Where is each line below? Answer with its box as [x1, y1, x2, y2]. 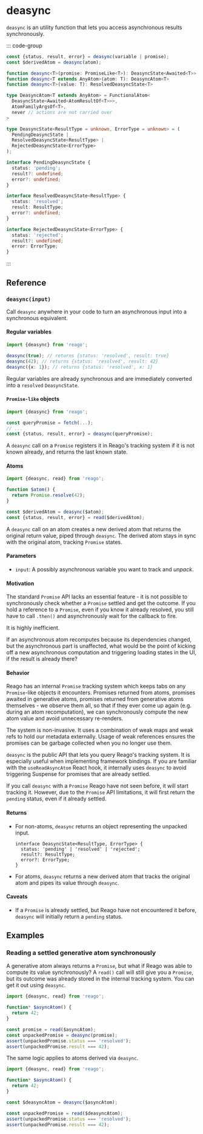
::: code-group [6, 42, 42, 49]
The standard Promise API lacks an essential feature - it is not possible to [6, 593, 188, 600]
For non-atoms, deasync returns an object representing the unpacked [15, 822, 187, 830]
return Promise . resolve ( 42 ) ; [12, 492, 85, 498]
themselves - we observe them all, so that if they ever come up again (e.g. [6, 702, 192, 710]
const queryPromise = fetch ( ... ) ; [6, 420, 94, 426]
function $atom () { [6, 486, 56, 493]
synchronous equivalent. [6, 314, 68, 321]
